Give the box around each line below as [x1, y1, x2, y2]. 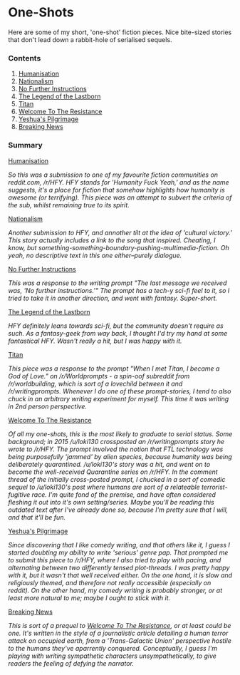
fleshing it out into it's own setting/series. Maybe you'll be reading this [8, 498, 214, 506]
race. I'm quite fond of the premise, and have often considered [31, 490, 216, 499]
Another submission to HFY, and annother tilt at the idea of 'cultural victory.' [8, 228, 232, 237]
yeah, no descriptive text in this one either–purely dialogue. [8, 251, 182, 259]
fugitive [8, 490, 31, 499]
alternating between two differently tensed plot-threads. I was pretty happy [8, 563, 230, 572]
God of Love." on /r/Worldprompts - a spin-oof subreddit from [8, 371, 190, 380]
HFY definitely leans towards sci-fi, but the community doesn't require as [8, 321, 224, 330]
